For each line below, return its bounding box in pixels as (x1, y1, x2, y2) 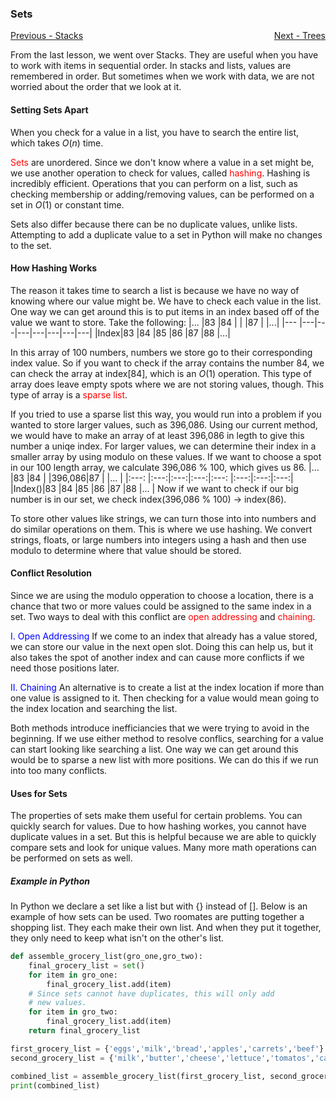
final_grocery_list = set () (28, 960, 145, 971)
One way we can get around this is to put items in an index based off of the (10, 305, 320, 317)
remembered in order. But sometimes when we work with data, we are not (10, 70, 315, 82)
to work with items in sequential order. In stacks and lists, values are (10, 60, 292, 72)
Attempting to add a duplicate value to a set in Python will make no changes (10, 228, 323, 241)
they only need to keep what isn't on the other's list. (10, 932, 225, 944)
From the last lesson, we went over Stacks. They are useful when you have (10, 49, 319, 61)
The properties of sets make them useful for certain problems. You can (10, 810, 303, 822)
